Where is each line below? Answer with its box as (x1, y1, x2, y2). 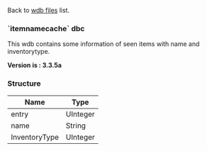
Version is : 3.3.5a (7, 61, 62, 69)
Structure (7, 79, 41, 89)
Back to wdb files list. (7, 6, 69, 14)
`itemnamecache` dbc (7, 23, 85, 33)
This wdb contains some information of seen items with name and (7, 40, 200, 48)
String (65, 121, 86, 130)
